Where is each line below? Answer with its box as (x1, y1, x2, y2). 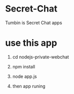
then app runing (12, 83, 46, 89)
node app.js (12, 73, 37, 79)
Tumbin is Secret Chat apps (5, 20, 62, 26)
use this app (5, 37, 57, 49)
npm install (12, 63, 35, 69)
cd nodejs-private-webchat (12, 54, 69, 60)
